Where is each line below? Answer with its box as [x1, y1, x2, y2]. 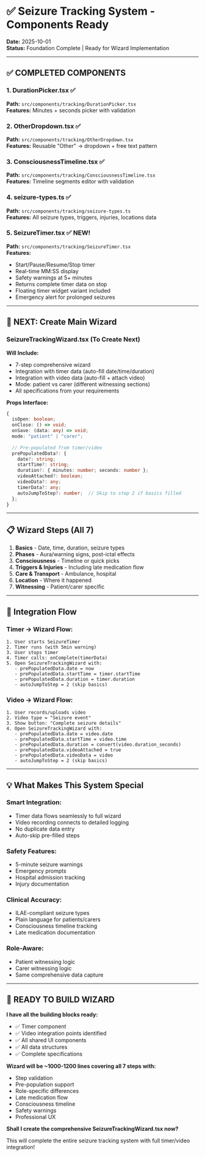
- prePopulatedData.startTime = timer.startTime [14, 670, 140, 677]
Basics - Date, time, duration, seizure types [15, 544, 125, 551]
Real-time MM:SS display [15, 267, 79, 274]
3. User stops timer [6, 649, 59, 655]
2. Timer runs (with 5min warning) [6, 644, 97, 650]
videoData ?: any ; [17, 479, 62, 485]
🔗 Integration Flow [6, 606, 77, 617]
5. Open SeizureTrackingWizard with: [6, 660, 103, 666]
